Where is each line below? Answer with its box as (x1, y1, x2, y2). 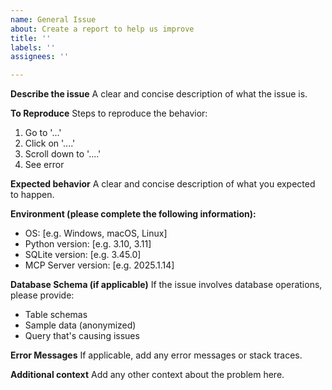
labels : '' (10, 42, 56, 53)
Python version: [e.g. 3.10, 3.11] (24, 238, 152, 250)
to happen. (10, 189, 55, 201)
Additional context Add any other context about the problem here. (10, 369, 285, 381)
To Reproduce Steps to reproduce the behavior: (10, 107, 208, 120)
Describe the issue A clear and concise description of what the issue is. (10, 88, 308, 100)
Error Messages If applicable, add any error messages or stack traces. (10, 349, 303, 361)
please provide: (10, 289, 75, 301)
